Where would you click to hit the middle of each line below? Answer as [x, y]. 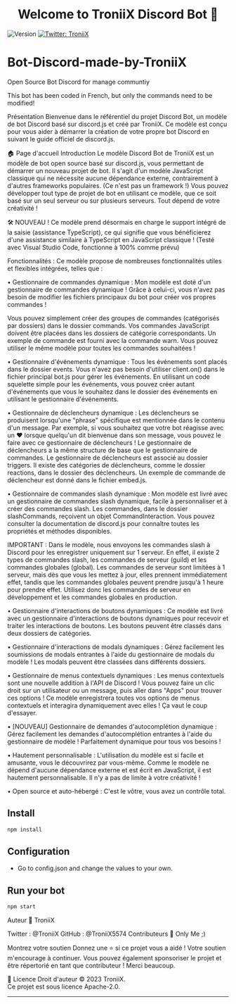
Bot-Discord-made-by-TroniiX [97, 62]
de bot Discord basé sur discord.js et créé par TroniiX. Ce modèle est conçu [117, 124]
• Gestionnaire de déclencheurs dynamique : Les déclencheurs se [103, 413]
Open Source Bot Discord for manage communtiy [78, 82]
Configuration [39, 851]
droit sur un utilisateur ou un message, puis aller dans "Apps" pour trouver [114, 690]
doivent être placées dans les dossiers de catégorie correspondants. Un [112, 333]
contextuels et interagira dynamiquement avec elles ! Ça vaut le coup [107, 705]
